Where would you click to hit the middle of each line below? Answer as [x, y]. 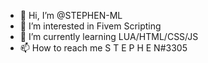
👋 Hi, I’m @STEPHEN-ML [71, 15]
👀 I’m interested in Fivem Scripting [90, 26]
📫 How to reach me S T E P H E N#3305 [103, 48]
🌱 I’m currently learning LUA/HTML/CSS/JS [109, 36]
